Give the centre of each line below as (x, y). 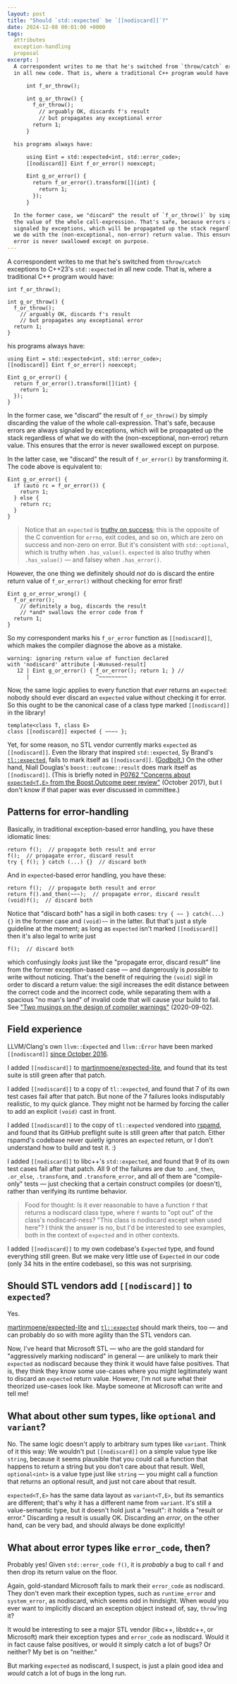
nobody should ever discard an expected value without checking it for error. (117, 697)
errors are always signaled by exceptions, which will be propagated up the (115, 430)
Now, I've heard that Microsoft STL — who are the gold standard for (106, 1349)
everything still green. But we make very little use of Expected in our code (114, 1256)
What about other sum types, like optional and (112, 1416)
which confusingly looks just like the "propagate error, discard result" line (114, 962)
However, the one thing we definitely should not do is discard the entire (111, 573)
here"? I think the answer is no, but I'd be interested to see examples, (125, 1227)
